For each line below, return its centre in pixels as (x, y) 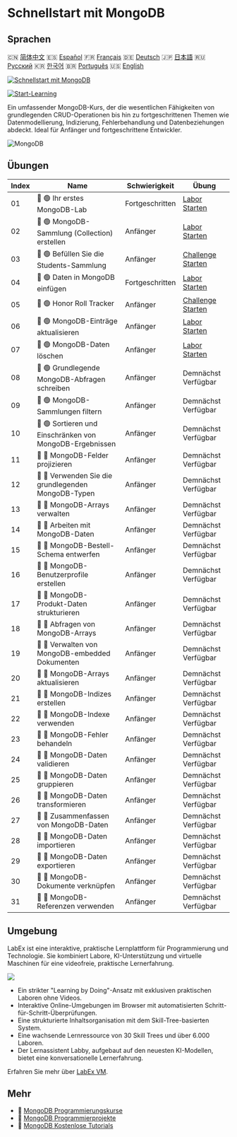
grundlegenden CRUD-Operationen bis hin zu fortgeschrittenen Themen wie (118, 115)
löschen (50, 356)
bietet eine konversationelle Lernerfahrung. (80, 1058)
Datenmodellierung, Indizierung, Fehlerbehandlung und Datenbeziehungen (116, 122)
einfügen (52, 288)
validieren (53, 764)
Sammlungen (59, 412)
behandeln (55, 743)
